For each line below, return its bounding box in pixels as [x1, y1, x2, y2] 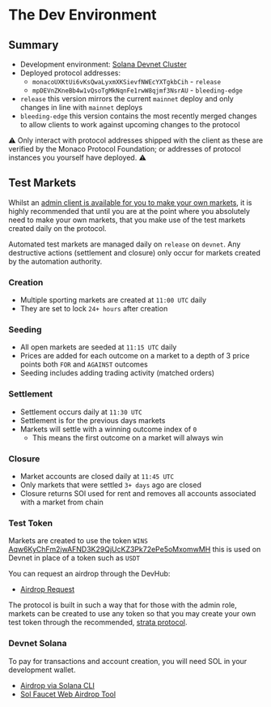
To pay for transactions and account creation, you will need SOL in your [8, 656, 248, 666]
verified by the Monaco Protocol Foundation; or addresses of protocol [8, 144, 241, 153]
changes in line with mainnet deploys [19, 103, 143, 112]
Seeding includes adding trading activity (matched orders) [19, 368, 215, 378]
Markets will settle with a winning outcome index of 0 [19, 424, 197, 434]
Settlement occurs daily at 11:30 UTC [19, 407, 143, 417]
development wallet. [8, 665, 76, 675]
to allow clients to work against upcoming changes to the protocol [19, 120, 240, 129]
